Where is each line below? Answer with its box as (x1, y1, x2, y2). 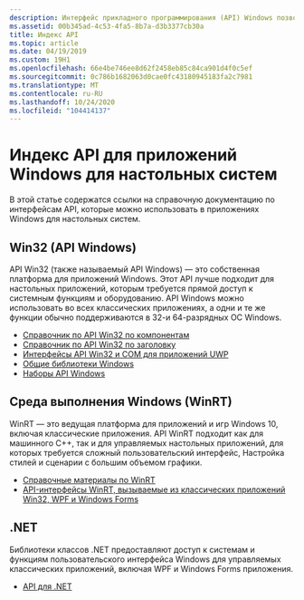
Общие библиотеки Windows (22, 359, 134, 369)
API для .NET (22, 581, 72, 592)
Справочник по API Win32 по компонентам (22, 330, 190, 340)
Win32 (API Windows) (9, 239, 138, 255)
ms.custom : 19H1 (9, 55, 71, 64)
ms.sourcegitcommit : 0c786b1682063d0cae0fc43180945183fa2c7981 (9, 73, 253, 82)
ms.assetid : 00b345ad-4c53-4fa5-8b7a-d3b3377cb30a (9, 22, 204, 31)
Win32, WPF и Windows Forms (22, 493, 138, 504)
